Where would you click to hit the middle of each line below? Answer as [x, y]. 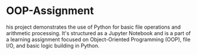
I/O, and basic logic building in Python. [53, 46]
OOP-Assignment [50, 11]
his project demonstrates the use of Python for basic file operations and [93, 27]
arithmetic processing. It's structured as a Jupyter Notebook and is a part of [98, 33]
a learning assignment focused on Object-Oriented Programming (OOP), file [98, 39]
